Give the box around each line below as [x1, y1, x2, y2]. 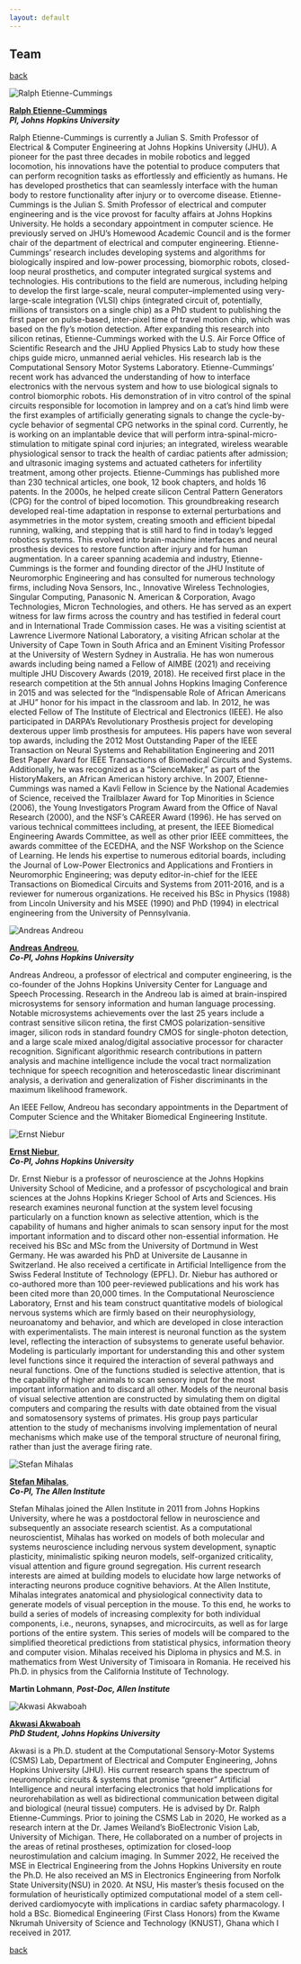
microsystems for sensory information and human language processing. [9, 998, 276, 1009]
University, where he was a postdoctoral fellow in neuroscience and [9, 1513, 261, 1523]
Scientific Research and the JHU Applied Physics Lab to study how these [9, 343, 280, 354]
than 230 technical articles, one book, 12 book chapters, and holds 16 [9, 477, 267, 487]
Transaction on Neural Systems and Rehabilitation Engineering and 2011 [9, 745, 275, 756]
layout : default [9, 13, 70, 23]
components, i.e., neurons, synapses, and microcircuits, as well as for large [9, 1618, 288, 1629]
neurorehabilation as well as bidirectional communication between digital [9, 1794, 279, 1805]
